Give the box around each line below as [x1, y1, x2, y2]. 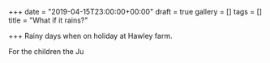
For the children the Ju [8, 47, 84, 56]
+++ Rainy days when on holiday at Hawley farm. [8, 31, 173, 40]
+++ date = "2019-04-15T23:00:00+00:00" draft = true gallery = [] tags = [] [8, 7, 262, 16]
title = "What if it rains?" [8, 15, 88, 25]
